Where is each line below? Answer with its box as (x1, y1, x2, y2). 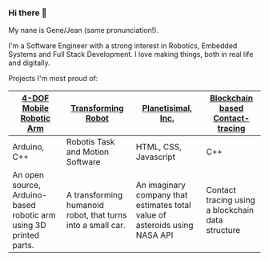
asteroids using (135, 220, 194, 231)
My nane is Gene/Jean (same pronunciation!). (8, 26, 159, 35)
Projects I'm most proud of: (8, 74, 98, 84)
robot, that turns (66, 210, 127, 221)
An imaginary (135, 180, 186, 191)
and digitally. (8, 58, 50, 67)
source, (12, 180, 42, 191)
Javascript (135, 152, 176, 163)
